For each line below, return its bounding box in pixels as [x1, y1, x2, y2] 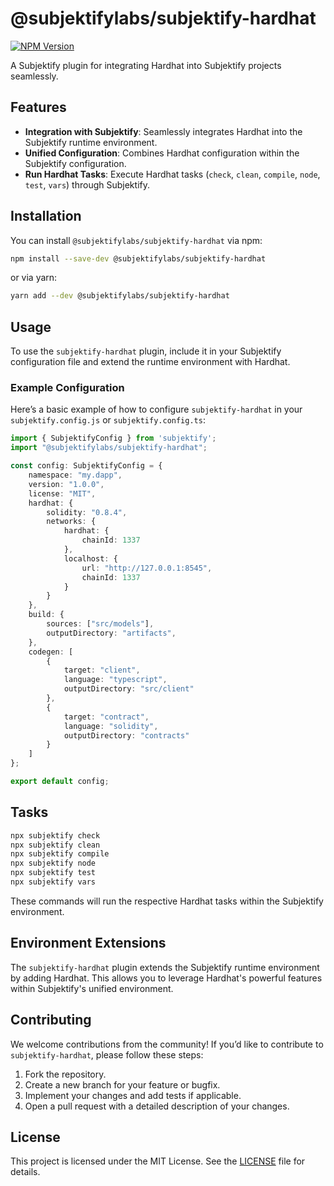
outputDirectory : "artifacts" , [46, 628, 177, 638]
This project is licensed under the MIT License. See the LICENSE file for [10, 1155, 306, 1167]
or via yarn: [10, 272, 58, 284]
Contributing [10, 1012, 92, 1029]
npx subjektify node [10, 858, 97, 869]
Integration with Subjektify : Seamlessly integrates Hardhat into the [24, 125, 303, 137]
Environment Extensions [10, 935, 167, 952]
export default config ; [10, 777, 110, 787]
